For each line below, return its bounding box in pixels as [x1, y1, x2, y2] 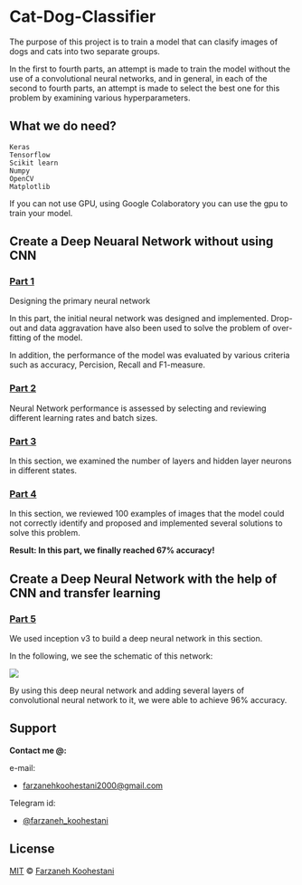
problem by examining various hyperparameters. [9, 92, 191, 103]
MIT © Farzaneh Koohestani [9, 865, 115, 876]
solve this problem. [9, 528, 80, 538]
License [9, 842, 55, 857]
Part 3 [9, 434, 37, 447]
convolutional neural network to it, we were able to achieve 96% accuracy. [9, 695, 288, 706]
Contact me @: [9, 745, 67, 756]
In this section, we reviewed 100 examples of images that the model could [9, 509, 285, 519]
